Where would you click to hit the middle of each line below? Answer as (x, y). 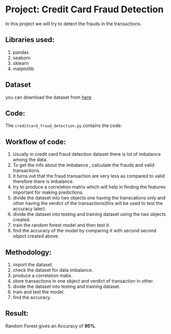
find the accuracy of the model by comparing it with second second (84, 231)
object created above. (36, 236)
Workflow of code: (36, 142)
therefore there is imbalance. (43, 181)
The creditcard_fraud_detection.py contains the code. (64, 126)
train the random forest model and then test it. (61, 225)
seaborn (22, 58)
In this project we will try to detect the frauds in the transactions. (74, 24)
